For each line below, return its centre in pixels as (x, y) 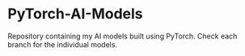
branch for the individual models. (63, 44)
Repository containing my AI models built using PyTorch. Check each (122, 36)
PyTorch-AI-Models (75, 14)
